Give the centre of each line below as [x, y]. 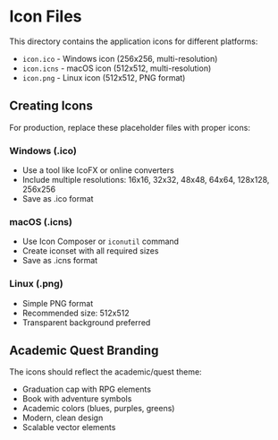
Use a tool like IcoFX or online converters [98, 170]
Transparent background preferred [86, 322]
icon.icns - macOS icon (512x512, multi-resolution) [117, 68]
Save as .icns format [60, 261]
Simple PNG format [58, 303]
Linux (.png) [37, 284]
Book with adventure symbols [77, 399]
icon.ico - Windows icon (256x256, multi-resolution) [120, 58]
